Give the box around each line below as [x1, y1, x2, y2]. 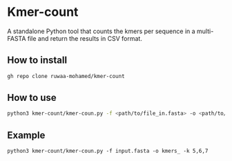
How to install [7, 55, 68, 66]
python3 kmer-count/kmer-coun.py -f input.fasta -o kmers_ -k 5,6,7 [7, 148, 209, 155]
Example [7, 129, 46, 141]
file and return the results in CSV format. [27, 34, 143, 42]
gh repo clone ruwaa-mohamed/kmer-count [7, 73, 126, 79]
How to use [7, 92, 57, 104]
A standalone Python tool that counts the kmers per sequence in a [7, 27, 195, 35]
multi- [196, 27, 214, 35]
